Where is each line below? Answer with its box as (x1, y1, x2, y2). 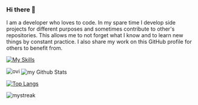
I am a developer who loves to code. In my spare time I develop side (6, 19, 176, 26)
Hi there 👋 (6, 5, 36, 14)
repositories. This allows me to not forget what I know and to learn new (6, 32, 183, 39)
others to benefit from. (6, 44, 62, 52)
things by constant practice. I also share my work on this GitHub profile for (6, 38, 192, 46)
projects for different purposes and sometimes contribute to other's (6, 25, 175, 32)
